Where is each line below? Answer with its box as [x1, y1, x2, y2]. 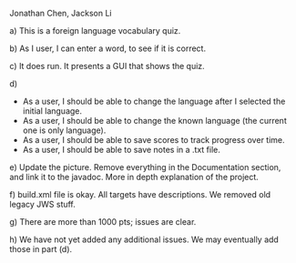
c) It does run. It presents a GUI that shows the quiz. [9, 61, 205, 71]
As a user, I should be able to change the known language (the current [22, 116, 287, 126]
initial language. [22, 106, 83, 116]
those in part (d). [9, 244, 73, 254]
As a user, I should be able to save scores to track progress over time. [22, 135, 285, 145]
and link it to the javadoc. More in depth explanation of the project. [9, 172, 260, 182]
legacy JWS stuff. [9, 199, 76, 209]
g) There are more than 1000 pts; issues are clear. [9, 217, 197, 227]
